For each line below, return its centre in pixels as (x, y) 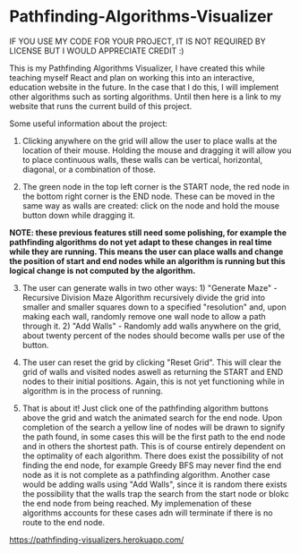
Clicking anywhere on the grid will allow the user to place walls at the (150, 141)
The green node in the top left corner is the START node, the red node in (156, 186)
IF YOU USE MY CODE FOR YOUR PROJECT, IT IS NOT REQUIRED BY (137, 41)
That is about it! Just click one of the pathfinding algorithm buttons (145, 408)
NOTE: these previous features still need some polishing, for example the (148, 232)
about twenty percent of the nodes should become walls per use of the (153, 335)
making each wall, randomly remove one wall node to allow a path (144, 316)
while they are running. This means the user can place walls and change (146, 251)
